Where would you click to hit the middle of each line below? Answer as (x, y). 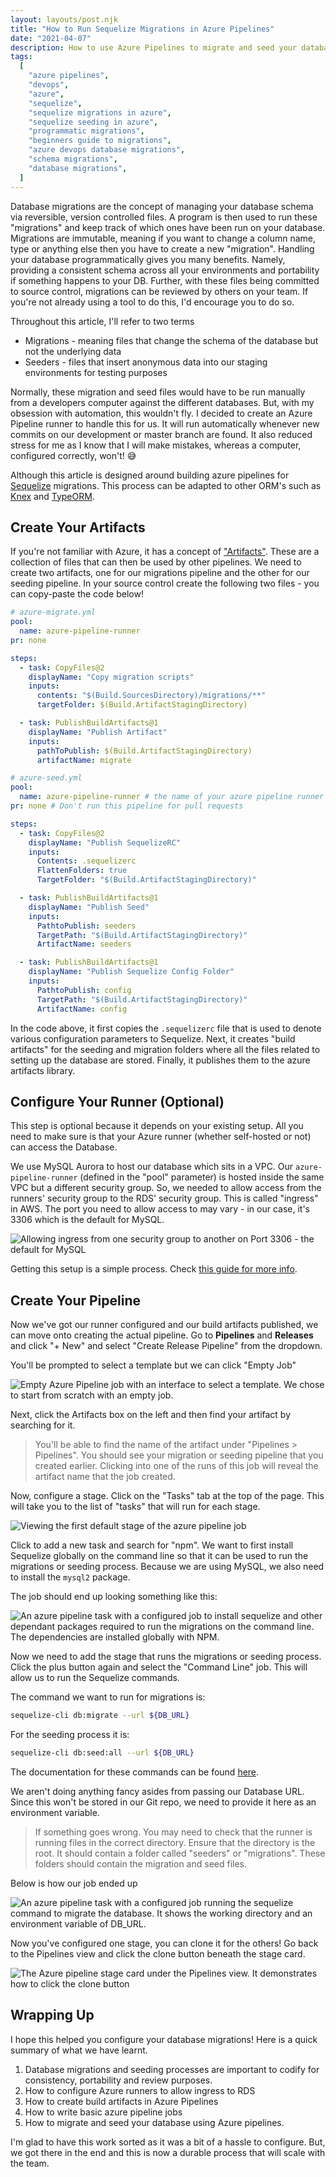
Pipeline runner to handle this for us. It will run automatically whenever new (165, 423)
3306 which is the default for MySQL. (87, 1220)
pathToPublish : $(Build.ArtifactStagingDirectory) (144, 751)
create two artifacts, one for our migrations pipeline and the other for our (160, 573)
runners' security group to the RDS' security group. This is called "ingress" (164, 1198)
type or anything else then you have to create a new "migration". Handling (162, 248)
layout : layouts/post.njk (64, 19)
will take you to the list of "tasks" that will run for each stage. (135, 1507)
